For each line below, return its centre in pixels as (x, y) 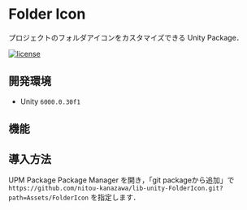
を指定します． (115, 197)
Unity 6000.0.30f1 (50, 101)
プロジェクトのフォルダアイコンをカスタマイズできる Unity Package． (126, 37)
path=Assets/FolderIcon (49, 198)
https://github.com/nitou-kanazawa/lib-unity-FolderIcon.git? (116, 188)
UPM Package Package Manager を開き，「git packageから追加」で (121, 180)
